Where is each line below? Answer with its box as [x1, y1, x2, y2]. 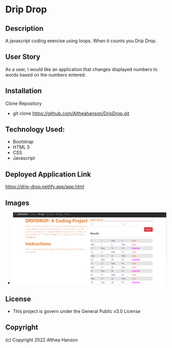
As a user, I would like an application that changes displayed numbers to [5, 66, 158, 72]
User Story [5, 52, 40, 61]
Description [5, 24, 44, 33]
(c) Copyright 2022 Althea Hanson [5, 337, 78, 343]
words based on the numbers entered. [5, 71, 86, 78]
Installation [5, 86, 42, 96]
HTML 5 [12, 144, 30, 150]
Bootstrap [12, 139, 34, 145]
